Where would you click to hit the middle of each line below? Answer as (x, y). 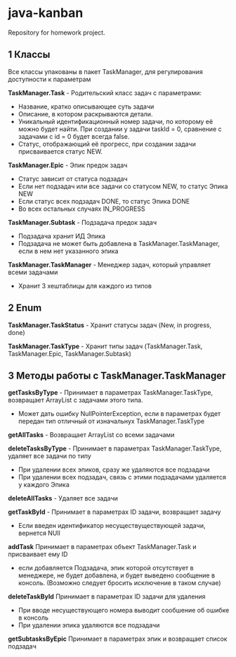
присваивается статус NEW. (60, 151)
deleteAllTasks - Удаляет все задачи (63, 498)
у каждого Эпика (44, 485)
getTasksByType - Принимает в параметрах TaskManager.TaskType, (111, 393)
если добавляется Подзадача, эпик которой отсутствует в (106, 568)
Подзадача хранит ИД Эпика (62, 236)
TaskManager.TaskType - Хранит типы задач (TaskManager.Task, (105, 346)
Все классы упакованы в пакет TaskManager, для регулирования (105, 71)
